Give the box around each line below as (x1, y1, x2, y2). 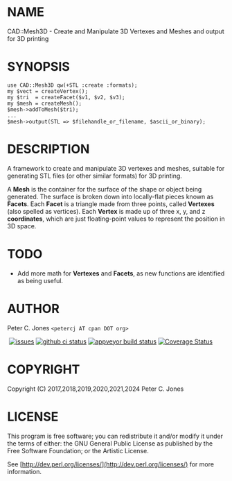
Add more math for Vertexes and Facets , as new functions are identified (17, 269, 225, 278)
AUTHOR (7, 301, 60, 317)
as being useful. (17, 276, 64, 285)
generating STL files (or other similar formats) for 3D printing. (7, 171, 182, 180)
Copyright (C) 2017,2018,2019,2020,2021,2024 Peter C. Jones (7, 385, 184, 393)
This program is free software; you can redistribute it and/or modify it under (7, 432, 224, 440)
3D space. (7, 221, 37, 230)
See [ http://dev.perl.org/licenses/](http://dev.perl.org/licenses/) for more (7, 459, 215, 469)
